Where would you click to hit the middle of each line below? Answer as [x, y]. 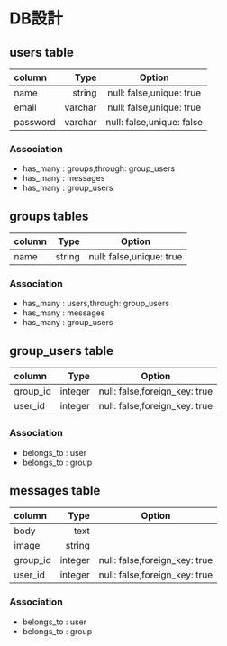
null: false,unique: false [154, 122]
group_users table [62, 351]
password [35, 122]
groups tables [49, 216]
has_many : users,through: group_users [95, 304]
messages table [55, 491]
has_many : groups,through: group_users [99, 168]
